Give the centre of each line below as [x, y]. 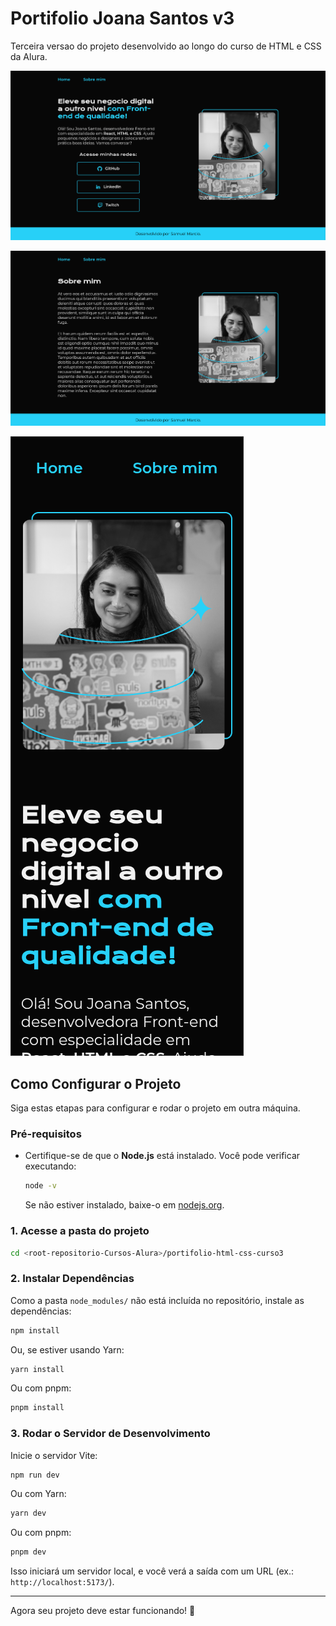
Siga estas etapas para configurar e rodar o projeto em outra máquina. [155, 1108]
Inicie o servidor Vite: [54, 1455]
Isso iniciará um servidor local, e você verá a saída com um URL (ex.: [152, 1571]
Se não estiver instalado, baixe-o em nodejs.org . [124, 1205]
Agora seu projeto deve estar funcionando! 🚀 [103, 1611]
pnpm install [37, 1408]
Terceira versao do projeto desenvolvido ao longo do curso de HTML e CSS [166, 46]
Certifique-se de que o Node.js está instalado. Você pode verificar [162, 1156]
